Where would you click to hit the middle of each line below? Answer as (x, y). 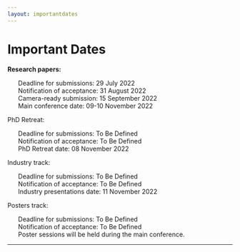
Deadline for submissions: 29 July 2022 (76, 83)
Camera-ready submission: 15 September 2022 (87, 98)
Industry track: (29, 162)
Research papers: (34, 69)
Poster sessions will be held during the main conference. (101, 234)
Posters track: (28, 205)
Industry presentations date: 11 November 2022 (87, 191)
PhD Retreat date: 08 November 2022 (73, 148)
